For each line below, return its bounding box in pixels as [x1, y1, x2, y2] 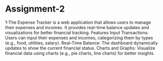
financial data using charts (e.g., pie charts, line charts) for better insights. [5, 50, 155, 56]
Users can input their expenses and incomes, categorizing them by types [5, 35, 153, 41]
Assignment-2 [5, 3, 65, 15]
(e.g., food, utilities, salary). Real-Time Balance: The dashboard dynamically [5, 40, 158, 46]
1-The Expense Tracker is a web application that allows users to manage [5, 19, 151, 25]
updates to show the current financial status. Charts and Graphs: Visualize [5, 45, 156, 51]
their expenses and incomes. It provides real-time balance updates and [5, 24, 149, 30]
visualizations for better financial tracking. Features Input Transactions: [5, 30, 149, 35]
